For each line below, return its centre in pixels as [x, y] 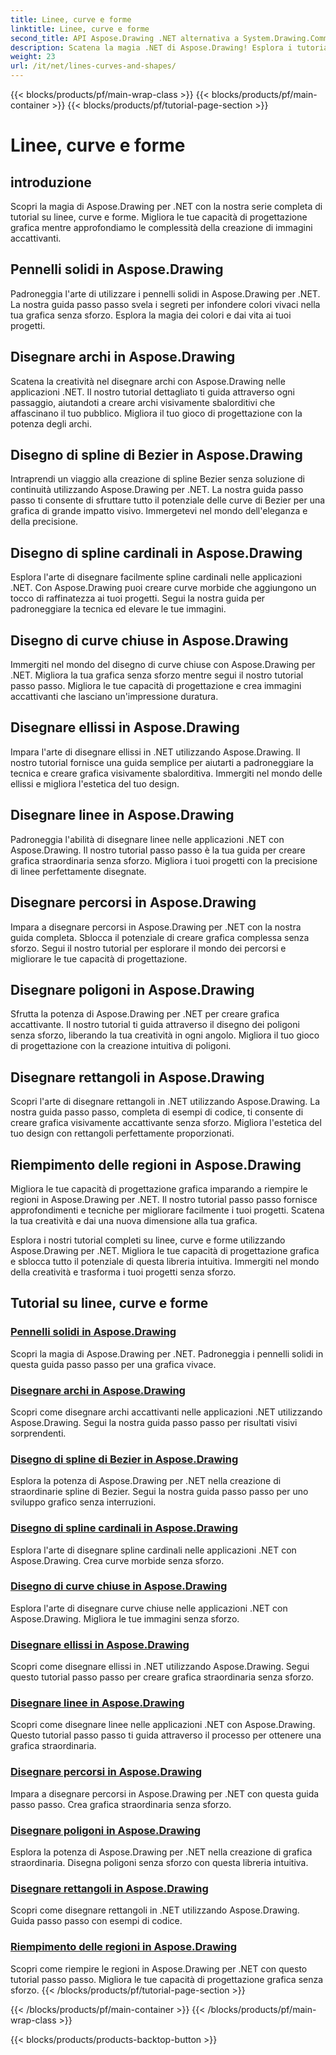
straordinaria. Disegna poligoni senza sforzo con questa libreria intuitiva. [159, 1862]
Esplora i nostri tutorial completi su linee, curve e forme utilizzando [148, 1240]
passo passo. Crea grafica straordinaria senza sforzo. [121, 1804]
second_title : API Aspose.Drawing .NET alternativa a [125, 38]
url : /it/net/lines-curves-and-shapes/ [93, 66]
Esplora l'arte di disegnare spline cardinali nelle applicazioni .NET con [153, 1550]
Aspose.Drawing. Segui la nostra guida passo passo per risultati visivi [154, 1422]
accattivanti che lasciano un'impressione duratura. [114, 697]
